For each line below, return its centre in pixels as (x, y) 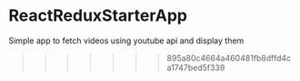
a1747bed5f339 (196, 67)
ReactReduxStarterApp (98, 16)
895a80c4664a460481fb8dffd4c (229, 58)
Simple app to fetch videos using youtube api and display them (126, 40)
